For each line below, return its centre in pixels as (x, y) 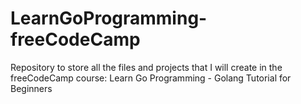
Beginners (31, 88)
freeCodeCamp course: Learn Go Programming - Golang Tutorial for (151, 78)
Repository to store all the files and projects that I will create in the (146, 67)
